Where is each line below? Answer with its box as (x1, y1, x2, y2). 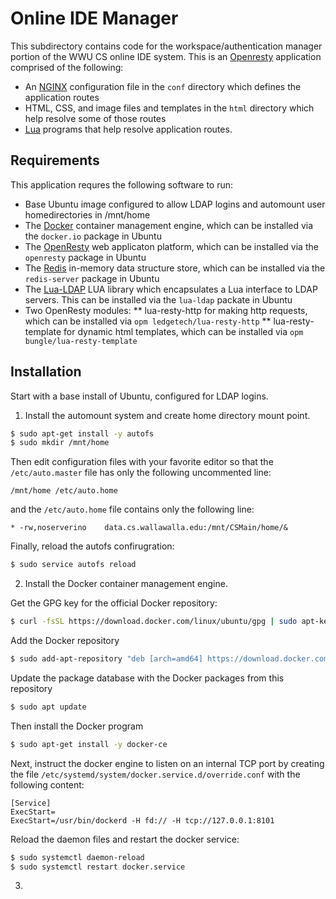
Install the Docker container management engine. (24, 578, 228, 590)
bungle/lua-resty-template (24, 336, 138, 346)
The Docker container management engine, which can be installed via (24, 219, 314, 231)
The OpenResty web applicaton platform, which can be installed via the (24, 240, 319, 252)
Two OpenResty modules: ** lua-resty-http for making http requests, (24, 304, 308, 316)
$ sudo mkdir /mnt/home (10, 438, 110, 448)
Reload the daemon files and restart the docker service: (10, 833, 240, 845)
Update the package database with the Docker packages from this (10, 672, 285, 684)
